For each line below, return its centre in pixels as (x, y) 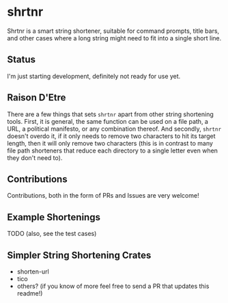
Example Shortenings (54, 217)
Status (22, 60)
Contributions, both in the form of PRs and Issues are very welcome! (103, 196)
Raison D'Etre (37, 97)
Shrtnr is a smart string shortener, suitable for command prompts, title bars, (113, 31)
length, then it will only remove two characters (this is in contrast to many (110, 143)
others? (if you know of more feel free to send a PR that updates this (113, 286)
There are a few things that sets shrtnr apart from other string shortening (110, 114)
